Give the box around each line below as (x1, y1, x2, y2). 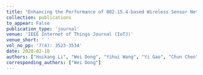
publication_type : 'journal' (6, 25, 80, 32)
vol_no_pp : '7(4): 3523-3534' (6, 43, 83, 49)
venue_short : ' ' (6, 37, 50, 43)
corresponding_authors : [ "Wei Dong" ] (6, 59, 101, 65)
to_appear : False (6, 20, 50, 26)
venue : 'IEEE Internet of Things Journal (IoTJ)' (6, 31, 134, 37)
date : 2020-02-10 (6, 48, 50, 54)
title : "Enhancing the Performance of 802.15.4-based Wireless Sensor (6, 8, 188, 15)
